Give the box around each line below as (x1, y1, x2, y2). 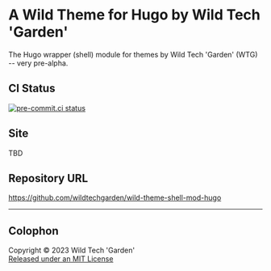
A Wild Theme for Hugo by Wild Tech (8, 6, 261, 24)
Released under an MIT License (8, 254, 114, 264)
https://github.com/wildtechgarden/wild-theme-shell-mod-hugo (8, 193, 222, 203)
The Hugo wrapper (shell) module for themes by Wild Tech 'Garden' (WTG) (8, 49, 258, 59)
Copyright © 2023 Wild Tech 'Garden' (8, 245, 135, 256)
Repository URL (8, 171, 89, 185)
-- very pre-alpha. (8, 58, 69, 68)
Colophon (8, 224, 59, 238)
